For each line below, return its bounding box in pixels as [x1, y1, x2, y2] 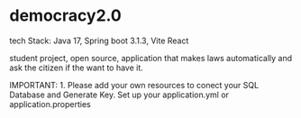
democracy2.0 [9, 5, 122, 26]
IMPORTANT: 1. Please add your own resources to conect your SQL [9, 79, 260, 90]
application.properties [9, 98, 92, 109]
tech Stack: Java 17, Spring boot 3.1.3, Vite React [9, 35, 189, 46]
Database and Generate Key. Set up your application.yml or [9, 89, 230, 100]
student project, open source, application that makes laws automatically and [9, 52, 293, 63]
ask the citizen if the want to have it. [9, 62, 144, 73]
